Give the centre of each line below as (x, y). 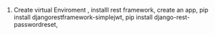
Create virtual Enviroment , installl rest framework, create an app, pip (111, 10)
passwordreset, (36, 24)
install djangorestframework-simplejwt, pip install (83, 17)
